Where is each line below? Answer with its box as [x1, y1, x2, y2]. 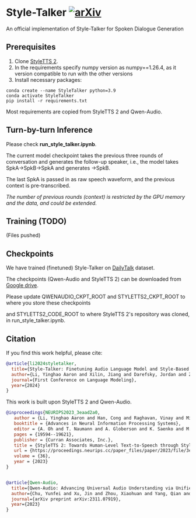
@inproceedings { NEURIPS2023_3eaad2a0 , [6, 410, 100, 416]
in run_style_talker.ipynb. [6, 317, 66, 324]
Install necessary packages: [14, 76, 82, 83]
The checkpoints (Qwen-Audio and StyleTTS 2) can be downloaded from [6, 275, 182, 283]
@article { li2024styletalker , [6, 361, 77, 367]
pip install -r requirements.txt [6, 98, 87, 103]
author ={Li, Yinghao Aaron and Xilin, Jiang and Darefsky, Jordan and [11, 371, 187, 377]
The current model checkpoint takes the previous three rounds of [6, 152, 163, 159]
